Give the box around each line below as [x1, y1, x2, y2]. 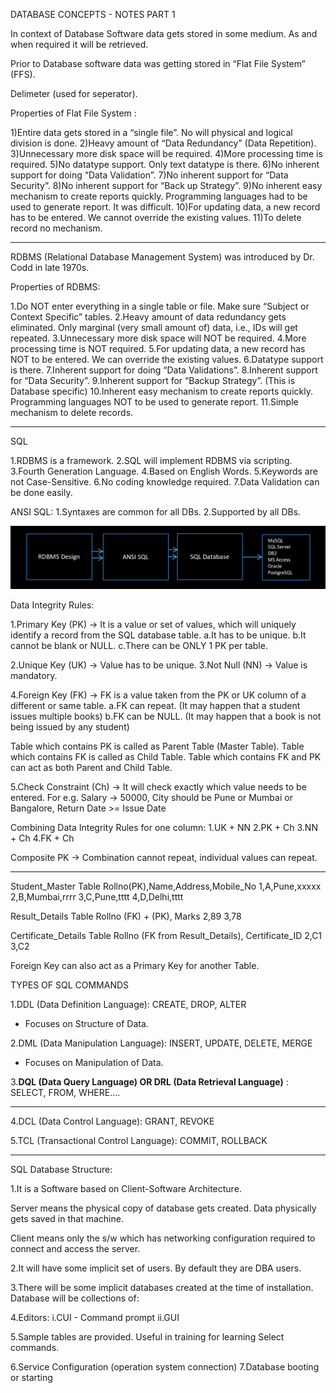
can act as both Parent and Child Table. [10, 762, 173, 774]
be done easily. [10, 487, 73, 498]
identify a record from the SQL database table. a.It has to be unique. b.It [10, 629, 307, 641]
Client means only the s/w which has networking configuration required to [10, 1232, 316, 1244]
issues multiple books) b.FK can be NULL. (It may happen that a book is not [10, 710, 322, 723]
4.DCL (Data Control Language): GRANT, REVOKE [10, 1115, 215, 1128]
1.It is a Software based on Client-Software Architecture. [10, 1183, 242, 1195]
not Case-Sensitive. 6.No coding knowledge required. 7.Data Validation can [10, 476, 320, 488]
